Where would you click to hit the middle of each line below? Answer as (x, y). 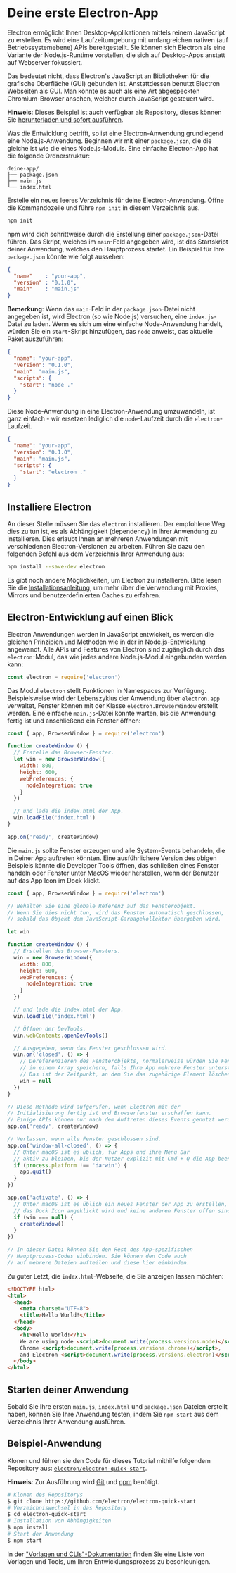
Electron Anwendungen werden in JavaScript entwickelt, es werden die (111, 634)
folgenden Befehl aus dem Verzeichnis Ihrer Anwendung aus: (96, 554)
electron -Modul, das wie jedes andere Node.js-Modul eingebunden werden (117, 657)
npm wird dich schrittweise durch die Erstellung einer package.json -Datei (113, 234)
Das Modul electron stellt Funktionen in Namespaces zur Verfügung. (107, 690)
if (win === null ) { (44, 1217)
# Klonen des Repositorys (45, 1495)
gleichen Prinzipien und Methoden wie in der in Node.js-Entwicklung (106, 642)
